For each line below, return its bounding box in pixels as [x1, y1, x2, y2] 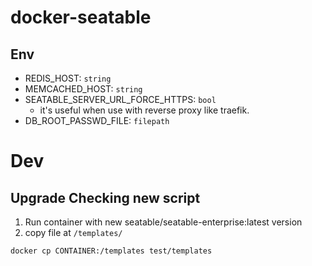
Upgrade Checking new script [10, 189, 201, 206]
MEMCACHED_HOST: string [24, 83, 143, 95]
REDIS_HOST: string [24, 72, 112, 84]
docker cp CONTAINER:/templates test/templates [10, 246, 213, 256]
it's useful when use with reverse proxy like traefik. [39, 104, 250, 116]
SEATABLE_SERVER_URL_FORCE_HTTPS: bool [24, 94, 217, 105]
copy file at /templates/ [24, 227, 123, 238]
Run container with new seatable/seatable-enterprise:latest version [24, 216, 303, 228]
